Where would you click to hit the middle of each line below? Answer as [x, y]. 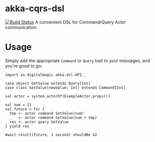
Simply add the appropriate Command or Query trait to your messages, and [77, 60]
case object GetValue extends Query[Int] [48, 83]
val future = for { [25, 109]
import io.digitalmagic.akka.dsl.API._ [46, 75]
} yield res [17, 126]
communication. [21, 27]
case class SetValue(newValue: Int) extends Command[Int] [65, 88]
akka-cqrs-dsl [35, 9]
